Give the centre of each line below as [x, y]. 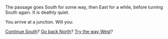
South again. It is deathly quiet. [37, 12]
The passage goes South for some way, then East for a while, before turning [84, 7]
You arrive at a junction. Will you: [39, 22]
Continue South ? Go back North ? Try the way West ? [59, 31]
